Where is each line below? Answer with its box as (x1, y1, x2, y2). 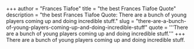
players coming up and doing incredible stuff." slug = (6, 18, 134, 24)
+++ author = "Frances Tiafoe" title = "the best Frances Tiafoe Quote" (6, 5, 176, 12)
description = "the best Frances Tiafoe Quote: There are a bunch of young (6, 11, 187, 18)
